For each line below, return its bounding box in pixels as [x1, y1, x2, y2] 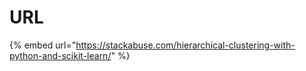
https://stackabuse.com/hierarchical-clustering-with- [75, 39, 296, 51]
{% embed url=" [9, 39, 77, 51]
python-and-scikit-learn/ [9, 49, 112, 61]
